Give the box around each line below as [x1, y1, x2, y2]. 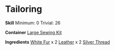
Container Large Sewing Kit [5, 29, 62, 35]
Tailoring [5, 3, 42, 15]
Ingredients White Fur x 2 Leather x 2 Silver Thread [5, 39, 110, 45]
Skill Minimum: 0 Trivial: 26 [5, 20, 61, 26]
